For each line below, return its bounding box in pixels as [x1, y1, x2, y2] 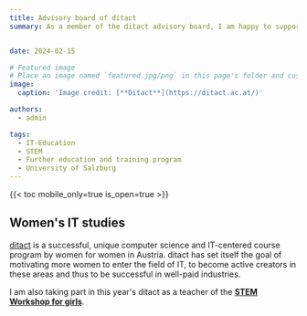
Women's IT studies [9, 216, 126, 231]
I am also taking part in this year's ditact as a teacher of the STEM [9, 286, 259, 297]
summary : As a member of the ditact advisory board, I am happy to [9, 22, 272, 31]
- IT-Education [17, 138, 76, 147]
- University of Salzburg [17, 163, 117, 174]
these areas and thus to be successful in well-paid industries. [9, 269, 241, 279]
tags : [9, 130, 30, 139]
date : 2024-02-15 [9, 47, 76, 56]
